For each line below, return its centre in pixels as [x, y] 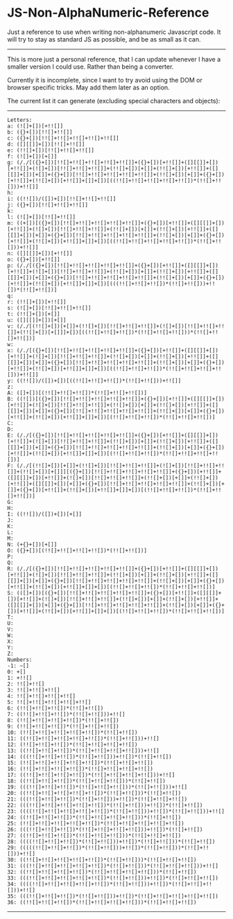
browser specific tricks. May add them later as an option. [88, 87]
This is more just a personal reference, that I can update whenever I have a [114, 59]
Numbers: [20, 660]
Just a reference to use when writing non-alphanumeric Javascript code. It [114, 32]
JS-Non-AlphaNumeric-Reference [108, 13]
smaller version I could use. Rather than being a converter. [90, 67]
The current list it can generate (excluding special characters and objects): [114, 100]
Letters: [20, 120]
